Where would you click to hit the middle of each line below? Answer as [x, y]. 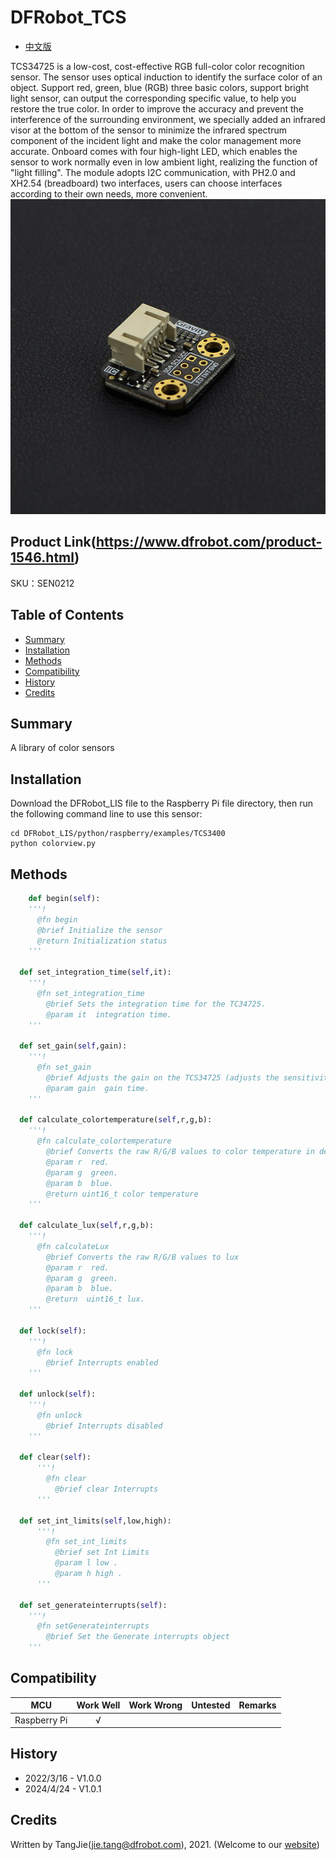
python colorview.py [53, 844]
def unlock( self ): [58, 1394]
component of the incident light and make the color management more [156, 140]
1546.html [42, 557]
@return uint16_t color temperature [122, 1194]
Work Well [98, 1705]
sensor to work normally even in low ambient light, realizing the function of [164, 162]
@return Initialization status [102, 941]
